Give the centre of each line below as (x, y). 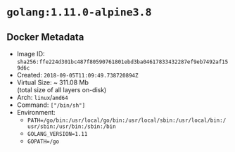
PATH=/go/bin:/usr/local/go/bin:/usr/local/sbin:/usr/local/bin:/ (127, 120)
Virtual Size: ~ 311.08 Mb (52, 82)
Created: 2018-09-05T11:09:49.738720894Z (77, 75)
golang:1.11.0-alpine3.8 (79, 12)
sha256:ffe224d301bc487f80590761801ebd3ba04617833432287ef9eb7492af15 (122, 62)
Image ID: (31, 54)
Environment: (36, 112)
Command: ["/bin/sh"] (51, 105)
